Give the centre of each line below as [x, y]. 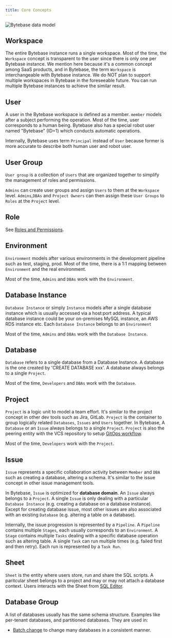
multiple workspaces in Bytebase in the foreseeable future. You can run [81, 81]
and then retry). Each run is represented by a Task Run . [63, 546]
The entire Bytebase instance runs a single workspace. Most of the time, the [86, 53]
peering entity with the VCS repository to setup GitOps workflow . [74, 434]
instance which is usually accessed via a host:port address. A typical [78, 313]
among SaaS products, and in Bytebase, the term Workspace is [71, 69]
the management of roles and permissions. [51, 180]
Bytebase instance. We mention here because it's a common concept [79, 64]
